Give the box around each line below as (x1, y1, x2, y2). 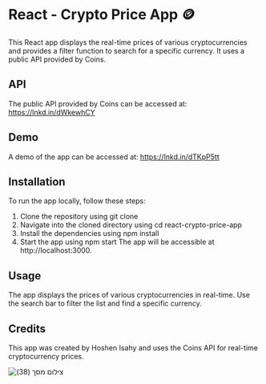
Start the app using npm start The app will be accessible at (19, 237, 215, 247)
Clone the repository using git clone (19, 212, 139, 222)
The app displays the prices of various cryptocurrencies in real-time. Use (8, 290, 251, 300)
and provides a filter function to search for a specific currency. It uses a (8, 46, 245, 55)
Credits (8, 322, 46, 335)
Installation (8, 174, 66, 188)
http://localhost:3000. (19, 246, 92, 255)
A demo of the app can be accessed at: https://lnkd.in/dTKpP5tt (8, 152, 220, 162)
